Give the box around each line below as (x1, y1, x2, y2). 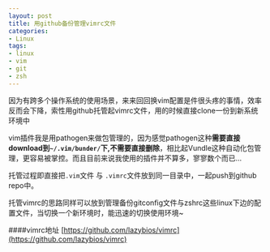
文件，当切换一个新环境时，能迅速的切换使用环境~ (15, 207, 184, 217)
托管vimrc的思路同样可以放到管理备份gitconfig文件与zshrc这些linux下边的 (8, 198, 255, 207)
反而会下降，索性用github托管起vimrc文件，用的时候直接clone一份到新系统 (8, 105, 259, 115)
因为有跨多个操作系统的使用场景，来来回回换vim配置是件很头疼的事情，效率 (8, 95, 262, 105)
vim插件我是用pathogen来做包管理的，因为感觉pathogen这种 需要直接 (8, 133, 241, 143)
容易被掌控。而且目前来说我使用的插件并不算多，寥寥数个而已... (29, 153, 242, 163)
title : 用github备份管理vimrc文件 (8, 19, 117, 28)
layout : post (8, 11, 53, 20)
